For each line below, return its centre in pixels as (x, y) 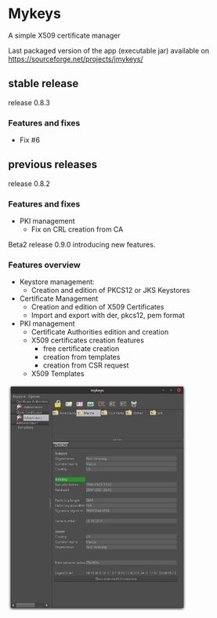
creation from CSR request (86, 365)
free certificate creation (81, 349)
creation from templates (81, 357)
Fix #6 (30, 140)
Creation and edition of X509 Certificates (98, 307)
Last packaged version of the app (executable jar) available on (109, 50)
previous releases (53, 165)
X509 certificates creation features (88, 340)
